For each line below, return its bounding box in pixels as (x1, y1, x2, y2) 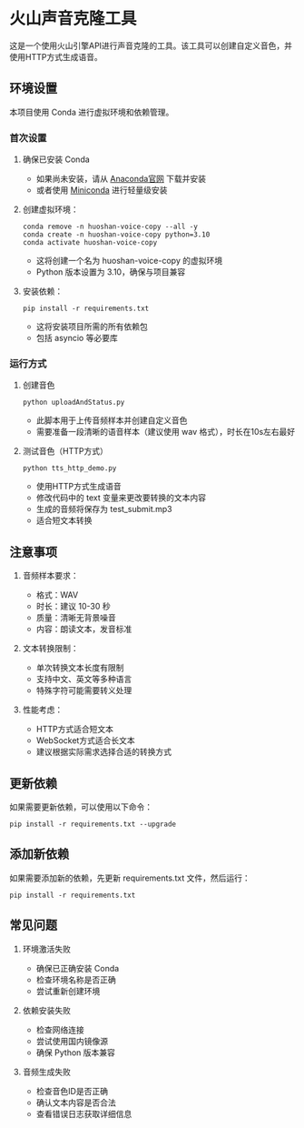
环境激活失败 (22, 943, 71, 954)
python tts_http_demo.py (22, 464, 117, 473)
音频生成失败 (22, 1066, 71, 1077)
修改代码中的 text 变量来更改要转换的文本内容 (35, 492, 207, 503)
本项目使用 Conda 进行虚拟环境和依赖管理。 (9, 106, 174, 117)
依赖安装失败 (22, 1004, 71, 1015)
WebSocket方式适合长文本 (35, 735, 135, 746)
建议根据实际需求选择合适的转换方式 (35, 747, 172, 758)
